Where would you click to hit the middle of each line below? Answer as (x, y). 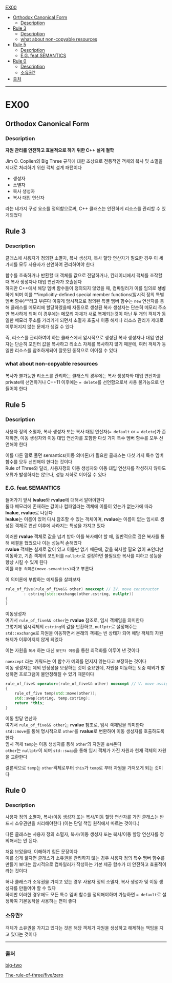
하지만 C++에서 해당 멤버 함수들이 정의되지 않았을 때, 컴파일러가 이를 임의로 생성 (86, 288)
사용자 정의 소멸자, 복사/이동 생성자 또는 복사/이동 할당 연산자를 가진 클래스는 (82, 817)
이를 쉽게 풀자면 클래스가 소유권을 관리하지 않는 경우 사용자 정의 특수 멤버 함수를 (85, 858)
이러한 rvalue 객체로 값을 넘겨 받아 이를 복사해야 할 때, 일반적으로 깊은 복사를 (82, 536)
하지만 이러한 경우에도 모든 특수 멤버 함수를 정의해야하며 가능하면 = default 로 (83, 895)
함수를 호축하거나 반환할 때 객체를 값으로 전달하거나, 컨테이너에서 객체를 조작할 (84, 275)
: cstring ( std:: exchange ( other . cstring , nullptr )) (79, 594)
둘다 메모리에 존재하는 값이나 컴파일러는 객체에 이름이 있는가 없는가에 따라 (79, 506)
